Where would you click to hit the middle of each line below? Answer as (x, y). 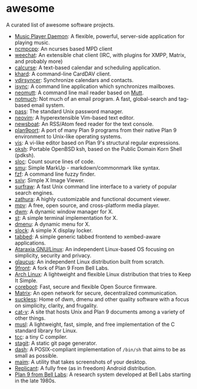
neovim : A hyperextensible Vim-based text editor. (75, 117)
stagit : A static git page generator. (56, 343)
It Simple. (26, 280)
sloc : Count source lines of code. (55, 161)
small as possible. (36, 355)
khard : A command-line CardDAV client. (63, 74)
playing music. (32, 42)
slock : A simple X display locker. (54, 230)
